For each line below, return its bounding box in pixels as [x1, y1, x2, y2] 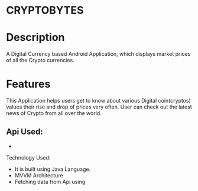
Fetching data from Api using [14, 178, 86, 185]
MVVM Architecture [14, 171, 63, 179]
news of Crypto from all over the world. [6, 110, 102, 117]
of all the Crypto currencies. [6, 57, 75, 64]
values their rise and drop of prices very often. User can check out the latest [6, 103, 192, 110]
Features [6, 78, 51, 91]
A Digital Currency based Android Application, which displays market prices [6, 50, 191, 58]
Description [6, 31, 65, 44]
